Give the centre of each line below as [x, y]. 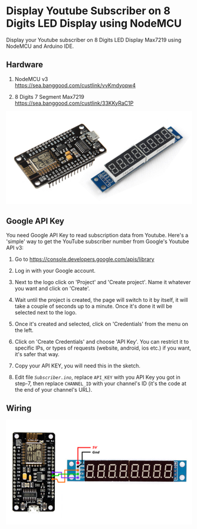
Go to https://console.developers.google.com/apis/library [84, 259]
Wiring [19, 409]
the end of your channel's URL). [53, 390]
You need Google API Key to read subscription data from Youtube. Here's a [97, 236]
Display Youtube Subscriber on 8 [88, 11]
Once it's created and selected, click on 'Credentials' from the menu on [101, 324]
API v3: [15, 248]
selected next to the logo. [46, 312]
